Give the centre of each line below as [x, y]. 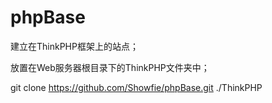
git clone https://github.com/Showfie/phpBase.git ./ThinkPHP [136, 87]
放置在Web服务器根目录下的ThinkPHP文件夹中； [110, 67]
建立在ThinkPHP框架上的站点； [74, 46]
